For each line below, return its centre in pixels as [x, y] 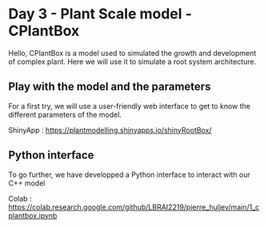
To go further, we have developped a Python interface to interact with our [129, 174]
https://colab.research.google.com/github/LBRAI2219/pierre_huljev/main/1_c [134, 207]
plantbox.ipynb [33, 215]
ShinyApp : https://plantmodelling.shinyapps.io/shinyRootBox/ [110, 130]
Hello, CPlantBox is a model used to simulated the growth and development [132, 53]
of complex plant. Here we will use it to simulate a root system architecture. [132, 62]
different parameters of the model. [65, 114]
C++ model [27, 183]
